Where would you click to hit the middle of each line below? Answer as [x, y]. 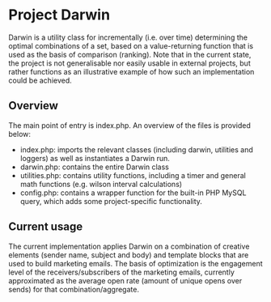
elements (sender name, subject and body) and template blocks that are [129, 255]
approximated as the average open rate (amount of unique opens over [125, 280]
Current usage [46, 227]
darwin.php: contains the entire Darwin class [95, 167]
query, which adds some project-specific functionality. [111, 201]
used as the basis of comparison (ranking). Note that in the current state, [130, 54]
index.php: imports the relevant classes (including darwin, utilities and [136, 149]
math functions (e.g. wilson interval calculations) [101, 184]
